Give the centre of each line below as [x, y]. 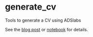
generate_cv [31, 7]
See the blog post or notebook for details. [46, 29]
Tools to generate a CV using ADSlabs [43, 20]
